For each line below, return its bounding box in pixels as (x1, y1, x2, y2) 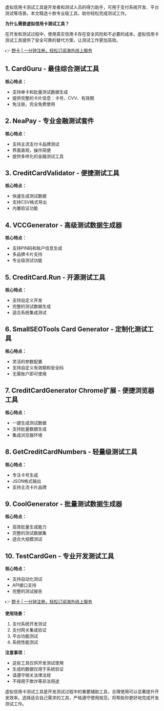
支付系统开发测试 (12, 621, 47, 627)
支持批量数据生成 (12, 426, 47, 432)
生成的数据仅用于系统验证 (12, 666, 64, 672)
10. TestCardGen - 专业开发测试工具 (5, 552, 114, 560)
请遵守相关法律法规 (12, 672, 51, 678)
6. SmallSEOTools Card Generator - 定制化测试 (5, 325, 147, 333)
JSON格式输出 (12, 478, 41, 484)
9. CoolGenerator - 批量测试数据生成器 (5, 500, 123, 508)
